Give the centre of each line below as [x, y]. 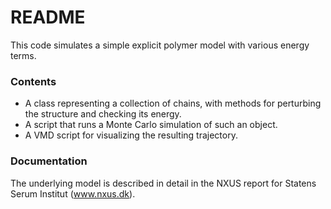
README [48, 17]
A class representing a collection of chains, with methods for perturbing [173, 103]
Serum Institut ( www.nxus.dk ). [73, 193]
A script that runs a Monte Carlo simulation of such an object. [151, 125]
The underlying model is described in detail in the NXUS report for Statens [163, 183]
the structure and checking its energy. [103, 114]
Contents [33, 81]
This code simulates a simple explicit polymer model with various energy [160, 45]
